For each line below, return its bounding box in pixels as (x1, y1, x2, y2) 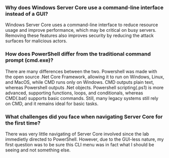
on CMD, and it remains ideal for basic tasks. (5, 100, 99, 107)
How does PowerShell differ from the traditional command (5, 50, 151, 58)
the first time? (5, 119, 40, 126)
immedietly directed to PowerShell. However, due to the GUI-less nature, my (5, 136, 164, 142)
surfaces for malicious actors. (5, 38, 67, 44)
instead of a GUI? (5, 10, 48, 17)
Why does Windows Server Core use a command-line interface (5, 4, 163, 11)
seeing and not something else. (5, 147, 71, 153)
